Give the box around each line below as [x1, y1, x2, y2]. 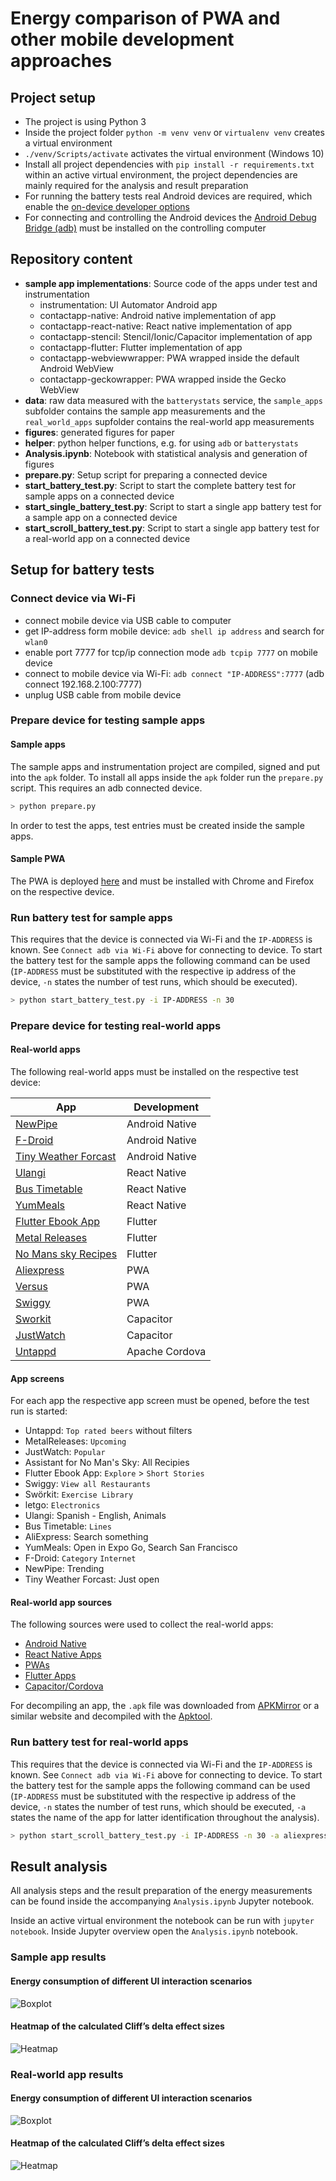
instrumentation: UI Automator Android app [39, 298, 218, 311]
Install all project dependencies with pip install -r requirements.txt [24, 158, 315, 170]
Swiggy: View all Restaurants [24, 1478, 151, 1490]
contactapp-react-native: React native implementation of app [39, 320, 292, 332]
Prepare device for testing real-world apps [10, 1018, 222, 1032]
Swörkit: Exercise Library [24, 1488, 134, 1501]
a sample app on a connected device [24, 511, 178, 523]
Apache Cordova [126, 1345, 207, 1358]
